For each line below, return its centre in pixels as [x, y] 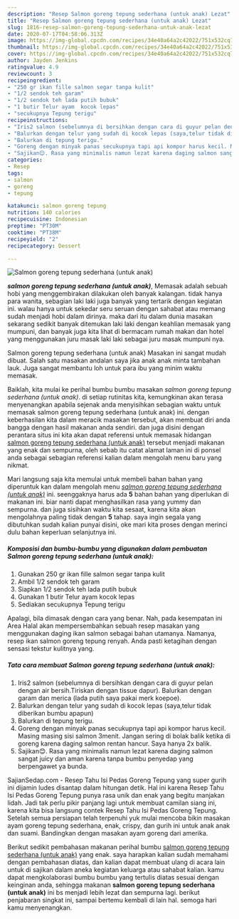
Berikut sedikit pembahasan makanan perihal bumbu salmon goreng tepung [118, 847]
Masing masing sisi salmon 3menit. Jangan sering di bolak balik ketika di [124, 736]
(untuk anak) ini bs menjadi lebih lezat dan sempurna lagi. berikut [104, 893]
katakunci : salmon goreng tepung [57, 206]
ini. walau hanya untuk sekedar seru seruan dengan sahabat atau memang [116, 309]
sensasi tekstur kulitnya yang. [51, 649]
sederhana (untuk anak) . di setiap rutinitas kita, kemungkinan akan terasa [115, 397]
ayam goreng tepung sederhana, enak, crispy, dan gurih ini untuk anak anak [119, 826]
